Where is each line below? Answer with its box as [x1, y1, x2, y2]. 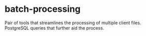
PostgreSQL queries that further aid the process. [4, 25, 104, 31]
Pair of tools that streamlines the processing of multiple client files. [4, 20, 142, 26]
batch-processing [4, 3, 80, 15]
